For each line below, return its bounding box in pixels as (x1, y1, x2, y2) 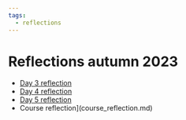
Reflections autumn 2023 (8, 53, 179, 71)
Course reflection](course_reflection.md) (19, 104, 153, 113)
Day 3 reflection (19, 78, 73, 88)
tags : (8, 11, 26, 20)
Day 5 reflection (19, 95, 73, 104)
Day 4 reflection (19, 87, 73, 96)
